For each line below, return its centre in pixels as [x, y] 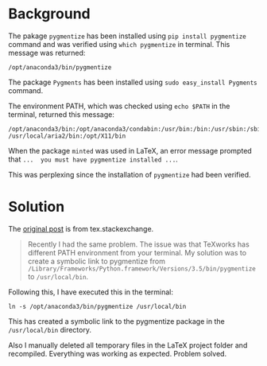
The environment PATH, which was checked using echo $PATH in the [119, 106]
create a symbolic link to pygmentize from [96, 261]
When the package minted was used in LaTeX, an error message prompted [130, 150]
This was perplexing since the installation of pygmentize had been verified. [130, 174]
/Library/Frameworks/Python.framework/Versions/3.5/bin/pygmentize [141, 269]
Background [49, 14]
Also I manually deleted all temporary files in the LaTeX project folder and [128, 345]
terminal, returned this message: [62, 114]
